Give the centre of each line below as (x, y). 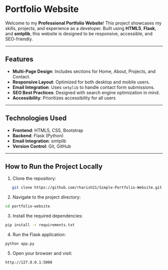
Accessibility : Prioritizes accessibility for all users (64, 98)
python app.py (20, 244)
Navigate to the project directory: (46, 197)
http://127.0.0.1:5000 (29, 262)
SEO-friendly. (19, 39)
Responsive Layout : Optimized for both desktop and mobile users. (81, 82)
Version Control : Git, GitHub (42, 146)
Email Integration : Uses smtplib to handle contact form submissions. (83, 87)
